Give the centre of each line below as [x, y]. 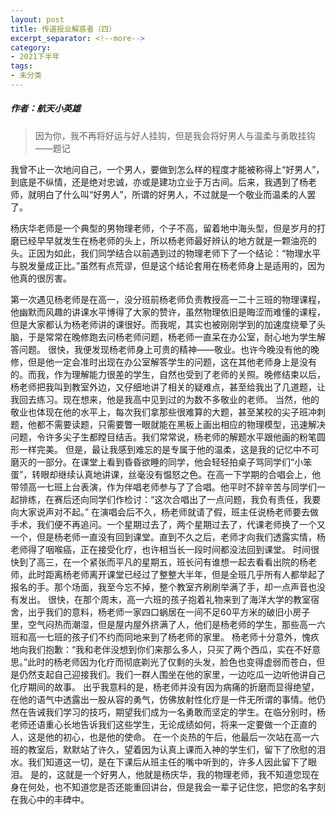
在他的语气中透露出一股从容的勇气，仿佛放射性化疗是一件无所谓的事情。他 [163, 699]
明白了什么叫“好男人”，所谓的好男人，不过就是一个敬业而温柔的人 [172, 194]
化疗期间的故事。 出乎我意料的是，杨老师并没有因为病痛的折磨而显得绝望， [165, 687]
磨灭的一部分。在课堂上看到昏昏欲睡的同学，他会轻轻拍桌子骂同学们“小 [157, 462]
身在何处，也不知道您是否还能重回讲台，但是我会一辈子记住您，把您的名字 [163, 787]
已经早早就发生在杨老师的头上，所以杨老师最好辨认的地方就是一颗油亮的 [167, 240]
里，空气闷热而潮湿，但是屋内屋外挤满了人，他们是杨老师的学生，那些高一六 [168, 624]
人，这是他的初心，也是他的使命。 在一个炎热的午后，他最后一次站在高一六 [165, 737]
